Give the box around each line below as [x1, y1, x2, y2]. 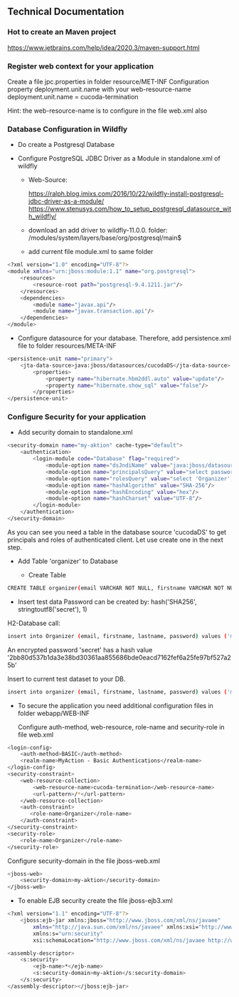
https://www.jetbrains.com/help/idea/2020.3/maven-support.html [7, 43, 201, 52]
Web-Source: [28, 176, 68, 184]
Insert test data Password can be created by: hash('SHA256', [17, 597, 197, 606]
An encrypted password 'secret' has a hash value [7, 645, 153, 654]
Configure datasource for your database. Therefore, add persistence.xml [17, 334, 231, 343]
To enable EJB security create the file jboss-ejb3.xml [17, 896, 173, 905]
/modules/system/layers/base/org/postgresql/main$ [28, 233, 182, 242]
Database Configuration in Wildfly [7, 124, 128, 134]
